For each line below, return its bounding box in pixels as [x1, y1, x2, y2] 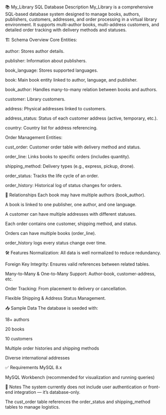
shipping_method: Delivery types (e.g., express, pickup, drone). [5, 163, 135, 169]
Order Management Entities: [5, 135, 63, 140]
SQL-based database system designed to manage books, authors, [5, 11, 140, 17]
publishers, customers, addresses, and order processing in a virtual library [5, 16, 157, 22]
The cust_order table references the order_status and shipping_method [5, 399, 151, 405]
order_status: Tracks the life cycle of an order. [5, 173, 99, 179]
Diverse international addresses [5, 355, 70, 361]
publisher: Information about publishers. [5, 58, 87, 63]
